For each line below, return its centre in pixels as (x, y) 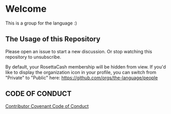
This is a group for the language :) (41, 23)
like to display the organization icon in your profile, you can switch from (81, 72)
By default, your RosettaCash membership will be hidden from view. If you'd (85, 66)
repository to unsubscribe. (33, 57)
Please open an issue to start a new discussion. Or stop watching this (79, 51)
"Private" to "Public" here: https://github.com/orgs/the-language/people (82, 78)
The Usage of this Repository (53, 39)
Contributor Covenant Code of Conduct (47, 106)
